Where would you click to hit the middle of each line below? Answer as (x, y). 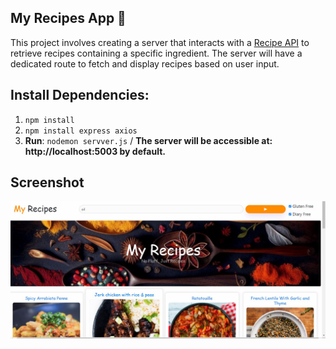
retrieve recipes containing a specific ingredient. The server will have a (156, 53)
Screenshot (47, 182)
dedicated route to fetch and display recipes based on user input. (145, 63)
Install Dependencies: (80, 95)
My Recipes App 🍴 (68, 18)
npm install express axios (81, 131)
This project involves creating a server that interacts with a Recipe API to (160, 42)
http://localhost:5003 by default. (95, 151)
